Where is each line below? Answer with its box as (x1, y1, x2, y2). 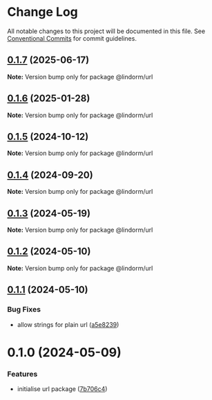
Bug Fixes (7, 305, 41, 314)
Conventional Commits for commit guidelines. (7, 34, 137, 42)
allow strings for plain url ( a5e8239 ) (17, 320, 119, 328)
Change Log (7, 4, 78, 20)
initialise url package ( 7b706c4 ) (17, 384, 108, 393)
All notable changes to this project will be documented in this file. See (7, 27, 206, 35)
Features (7, 369, 38, 379)
